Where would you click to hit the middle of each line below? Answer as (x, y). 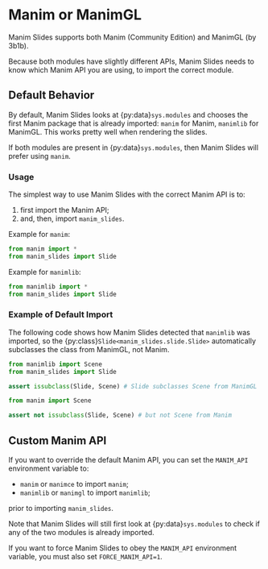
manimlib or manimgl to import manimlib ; (85, 492)
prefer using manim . (39, 156)
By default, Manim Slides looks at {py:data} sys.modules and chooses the (128, 114)
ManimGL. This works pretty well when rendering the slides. (108, 131)
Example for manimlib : (45, 272)
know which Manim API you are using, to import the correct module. (121, 69)
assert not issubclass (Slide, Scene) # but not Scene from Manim (120, 415)
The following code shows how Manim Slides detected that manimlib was (130, 332)
